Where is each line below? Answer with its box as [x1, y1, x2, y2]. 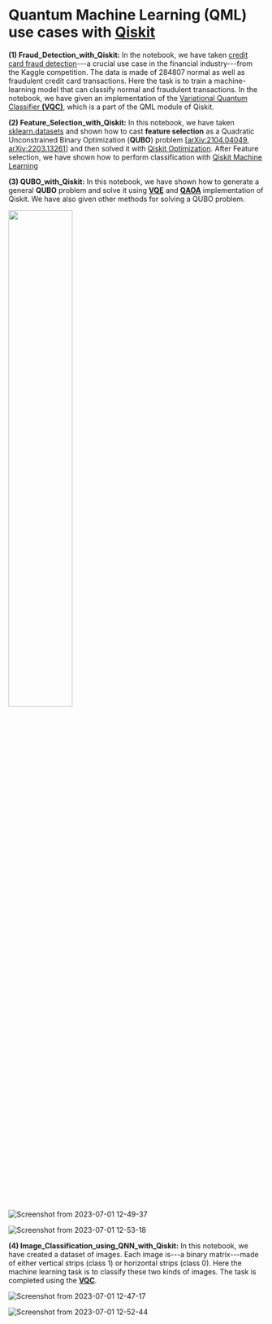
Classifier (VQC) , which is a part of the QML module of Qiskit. [8, 102, 215, 112]
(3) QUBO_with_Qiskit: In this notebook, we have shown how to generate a [8, 177, 260, 186]
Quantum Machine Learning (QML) [8, 6, 248, 24]
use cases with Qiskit [8, 23, 156, 42]
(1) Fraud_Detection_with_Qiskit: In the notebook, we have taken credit [8, 50, 248, 59]
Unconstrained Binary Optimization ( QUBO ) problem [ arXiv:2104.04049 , [8, 134, 250, 144]
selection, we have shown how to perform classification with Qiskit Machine [8, 152, 262, 162]
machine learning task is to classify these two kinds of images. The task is [8, 1266, 257, 1276]
